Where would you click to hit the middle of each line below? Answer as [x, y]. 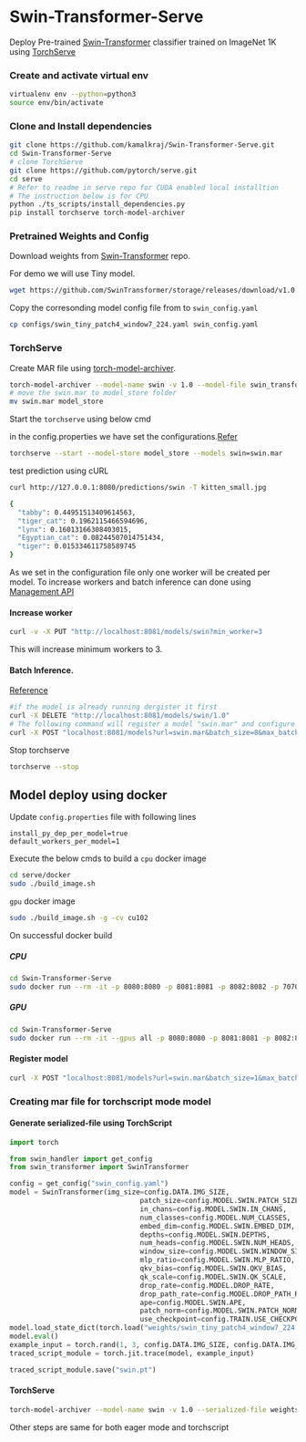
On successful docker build [61, 936]
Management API [42, 591]
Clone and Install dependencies [81, 126]
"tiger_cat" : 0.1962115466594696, [83, 521]
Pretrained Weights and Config [79, 236]
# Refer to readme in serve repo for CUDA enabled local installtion [144, 187]
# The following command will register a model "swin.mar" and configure [153, 724]
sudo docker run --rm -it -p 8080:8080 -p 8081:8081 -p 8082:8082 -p [144, 987]
